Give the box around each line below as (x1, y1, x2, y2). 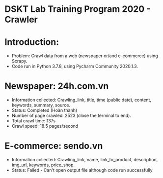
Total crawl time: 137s (11, 118, 56, 124)
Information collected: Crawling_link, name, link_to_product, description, (11, 157, 158, 162)
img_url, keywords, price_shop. (11, 162, 75, 168)
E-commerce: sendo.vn (4, 141, 103, 151)
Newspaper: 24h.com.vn (4, 80, 109, 92)
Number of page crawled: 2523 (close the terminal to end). (11, 112, 131, 119)
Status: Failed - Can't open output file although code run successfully (11, 167, 153, 173)
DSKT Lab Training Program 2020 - (4, 3, 151, 15)
